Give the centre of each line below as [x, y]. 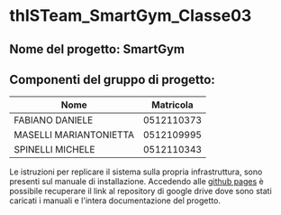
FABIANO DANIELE [54, 120]
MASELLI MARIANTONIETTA [74, 135]
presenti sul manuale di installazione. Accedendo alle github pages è [136, 182]
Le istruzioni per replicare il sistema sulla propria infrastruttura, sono [136, 172]
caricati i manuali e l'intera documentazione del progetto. [115, 201]
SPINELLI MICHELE [54, 150]
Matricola [172, 105]
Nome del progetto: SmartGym [97, 49]
